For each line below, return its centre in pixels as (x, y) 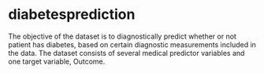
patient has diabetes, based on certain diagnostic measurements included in (132, 44)
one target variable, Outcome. (57, 61)
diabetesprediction (72, 15)
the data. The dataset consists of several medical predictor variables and (126, 53)
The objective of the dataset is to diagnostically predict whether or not (122, 36)
